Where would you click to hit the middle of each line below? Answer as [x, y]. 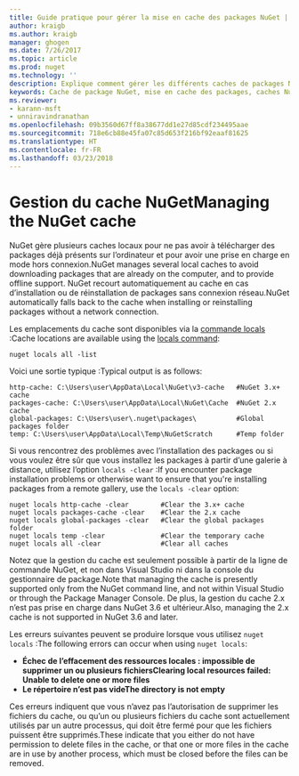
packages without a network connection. [84, 311]
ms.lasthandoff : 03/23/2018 [61, 158]
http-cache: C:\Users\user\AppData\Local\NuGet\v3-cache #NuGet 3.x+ [145, 388]
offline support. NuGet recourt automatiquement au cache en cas [129, 283]
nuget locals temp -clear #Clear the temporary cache [137, 536]
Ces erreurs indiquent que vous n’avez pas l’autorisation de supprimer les [144, 707]
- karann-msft [36, 109]
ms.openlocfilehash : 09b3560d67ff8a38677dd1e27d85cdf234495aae [129, 125]
